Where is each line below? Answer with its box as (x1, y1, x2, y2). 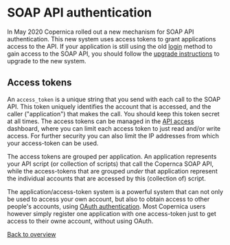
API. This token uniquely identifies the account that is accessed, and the (7, 102, 211, 111)
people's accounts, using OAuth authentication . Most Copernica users (7, 202, 206, 211)
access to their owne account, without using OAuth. (7, 217, 154, 225)
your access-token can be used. (7, 139, 99, 147)
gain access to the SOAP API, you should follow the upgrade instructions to (7, 50, 220, 58)
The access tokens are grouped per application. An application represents (7, 152, 217, 160)
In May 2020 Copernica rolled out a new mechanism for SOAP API (7, 28, 194, 36)
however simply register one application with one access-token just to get (7, 209, 216, 217)
